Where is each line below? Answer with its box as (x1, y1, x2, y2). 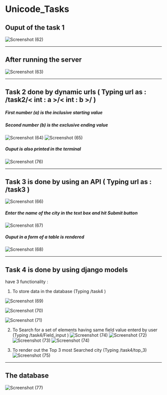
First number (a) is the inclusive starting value (5, 109, 103, 115)
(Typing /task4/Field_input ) (12, 332, 69, 338)
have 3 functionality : (5, 279, 48, 285)
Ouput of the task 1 (5, 23, 65, 32)
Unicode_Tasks (5, 3, 70, 15)
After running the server (5, 56, 82, 64)
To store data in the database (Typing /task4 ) (12, 289, 106, 295)
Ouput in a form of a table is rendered (5, 234, 84, 240)
